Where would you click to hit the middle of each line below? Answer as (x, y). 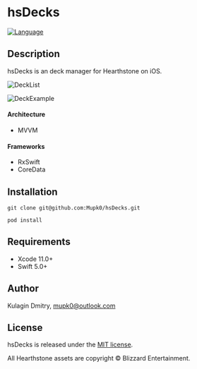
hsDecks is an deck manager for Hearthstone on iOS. (85, 71)
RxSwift (29, 162)
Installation (32, 192)
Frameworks (26, 146)
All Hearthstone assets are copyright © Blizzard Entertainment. (99, 358)
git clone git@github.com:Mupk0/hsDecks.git (74, 208)
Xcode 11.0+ (35, 259)
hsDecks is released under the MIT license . (70, 345)
